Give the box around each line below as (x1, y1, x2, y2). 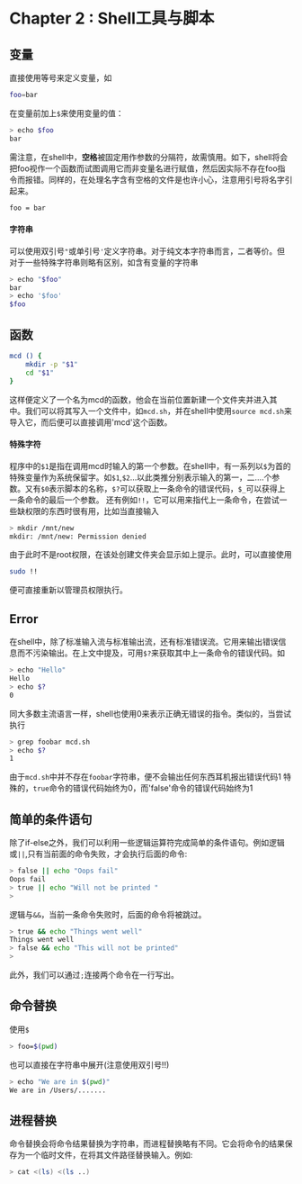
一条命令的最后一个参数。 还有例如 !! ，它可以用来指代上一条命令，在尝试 (9, 494, 280, 505)
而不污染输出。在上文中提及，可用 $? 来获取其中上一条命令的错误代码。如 (16, 647, 286, 658)
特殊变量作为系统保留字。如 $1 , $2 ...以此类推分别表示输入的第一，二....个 (9, 472, 272, 483)
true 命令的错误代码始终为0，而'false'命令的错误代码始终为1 (32, 782, 253, 793)
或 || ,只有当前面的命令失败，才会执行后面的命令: (9, 848, 188, 860)
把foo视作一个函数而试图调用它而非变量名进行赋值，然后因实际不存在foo (9, 163, 279, 174)
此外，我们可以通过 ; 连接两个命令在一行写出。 (9, 970, 180, 981)
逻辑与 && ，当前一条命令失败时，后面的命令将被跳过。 (9, 908, 207, 919)
